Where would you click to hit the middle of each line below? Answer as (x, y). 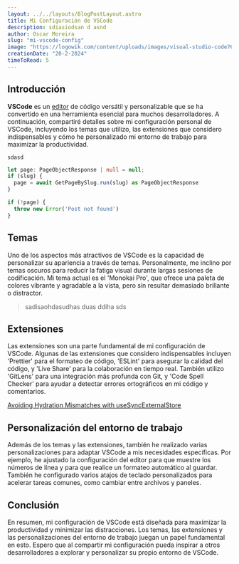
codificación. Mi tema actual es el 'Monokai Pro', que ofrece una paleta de (116, 278)
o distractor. (25, 293)
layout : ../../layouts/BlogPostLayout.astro (74, 14)
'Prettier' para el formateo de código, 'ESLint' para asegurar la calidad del (115, 361)
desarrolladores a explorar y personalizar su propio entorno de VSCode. (113, 552)
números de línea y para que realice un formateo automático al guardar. (112, 468)
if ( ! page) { (27, 203)
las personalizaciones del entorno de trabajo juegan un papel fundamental (116, 537)
